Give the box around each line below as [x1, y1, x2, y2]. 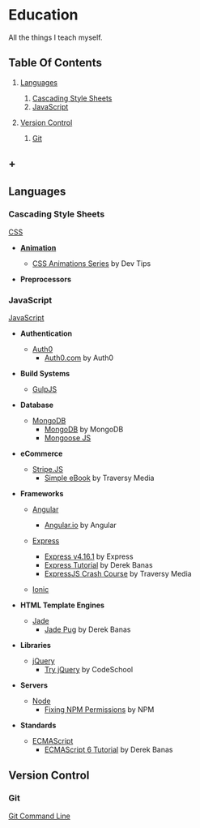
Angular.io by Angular [44, 521, 117, 530]
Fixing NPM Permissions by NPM [44, 705, 155, 714]
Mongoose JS [44, 433, 91, 443]
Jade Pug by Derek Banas [44, 624, 131, 634]
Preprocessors [19, 274, 71, 284]
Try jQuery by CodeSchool [44, 665, 134, 675]
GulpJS [32, 384, 57, 394]
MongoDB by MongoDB [44, 424, 124, 435]
